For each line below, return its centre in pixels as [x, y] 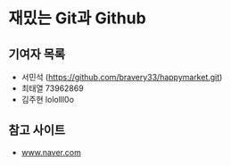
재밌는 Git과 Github [77, 18]
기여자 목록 [37, 54]
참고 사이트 [37, 130]
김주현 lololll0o [48, 100]
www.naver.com [51, 152]
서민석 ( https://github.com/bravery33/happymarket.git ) [122, 77]
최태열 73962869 [52, 88]
